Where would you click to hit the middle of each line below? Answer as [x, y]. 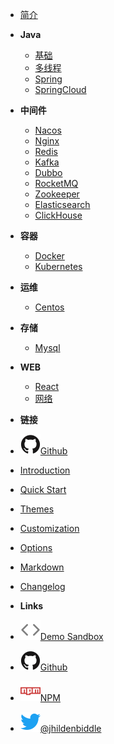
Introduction [45, 470]
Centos [49, 307]
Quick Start [43, 489]
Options [36, 547]
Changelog [42, 586]
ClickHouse [58, 215]
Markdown [42, 567]
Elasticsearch [62, 204]
